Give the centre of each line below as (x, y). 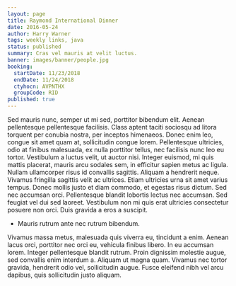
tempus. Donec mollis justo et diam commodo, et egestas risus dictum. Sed (117, 187)
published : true (31, 100)
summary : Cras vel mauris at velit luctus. (72, 54)
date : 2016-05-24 (33, 27)
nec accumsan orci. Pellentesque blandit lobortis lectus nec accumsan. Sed (118, 195)
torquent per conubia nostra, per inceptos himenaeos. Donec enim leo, (110, 135)
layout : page (26, 14)
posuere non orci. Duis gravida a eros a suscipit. (78, 210)
